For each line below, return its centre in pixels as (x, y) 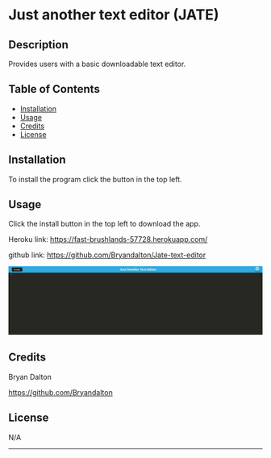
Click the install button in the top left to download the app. (104, 224)
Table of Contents (54, 89)
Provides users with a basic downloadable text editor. (97, 64)
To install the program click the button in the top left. (96, 179)
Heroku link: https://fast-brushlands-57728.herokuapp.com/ (108, 239)
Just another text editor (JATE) (114, 15)
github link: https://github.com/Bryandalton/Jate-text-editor (107, 255)
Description (38, 45)
